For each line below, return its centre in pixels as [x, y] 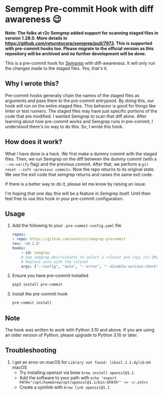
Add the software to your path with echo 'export [68, 377]
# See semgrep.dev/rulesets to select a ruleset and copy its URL [90, 257]
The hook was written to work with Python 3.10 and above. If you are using [80, 330]
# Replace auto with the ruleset [55, 262]
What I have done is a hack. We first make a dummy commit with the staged [81, 154]
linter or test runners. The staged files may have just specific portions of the [81, 111]
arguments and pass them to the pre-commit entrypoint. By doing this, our [80, 101]
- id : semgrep [35, 252]
